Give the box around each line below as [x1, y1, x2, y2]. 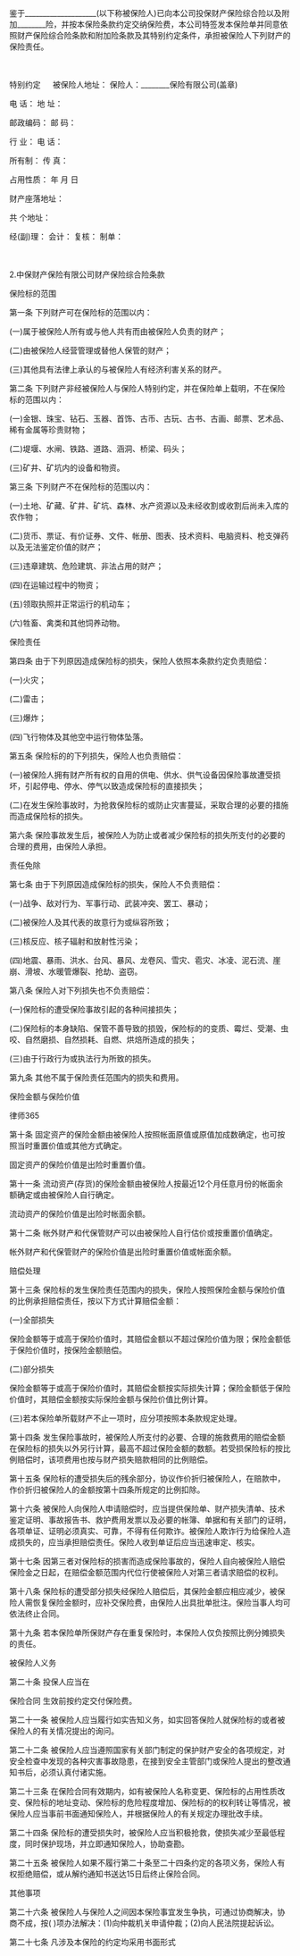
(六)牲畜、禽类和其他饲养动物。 [9, 617, 125, 628]
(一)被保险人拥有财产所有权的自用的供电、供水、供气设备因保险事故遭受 [9, 769, 274, 780]
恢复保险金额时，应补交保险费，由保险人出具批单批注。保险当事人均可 [32, 1598, 291, 1608]
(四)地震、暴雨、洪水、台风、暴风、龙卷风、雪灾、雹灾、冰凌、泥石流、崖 [9, 955, 281, 965]
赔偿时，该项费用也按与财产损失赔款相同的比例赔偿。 [16, 1455, 212, 1465]
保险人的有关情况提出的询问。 [9, 1725, 119, 1736]
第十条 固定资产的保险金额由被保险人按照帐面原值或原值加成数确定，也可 [9, 1129, 278, 1139]
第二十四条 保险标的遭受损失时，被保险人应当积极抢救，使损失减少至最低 [9, 1827, 278, 1838]
